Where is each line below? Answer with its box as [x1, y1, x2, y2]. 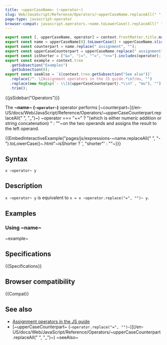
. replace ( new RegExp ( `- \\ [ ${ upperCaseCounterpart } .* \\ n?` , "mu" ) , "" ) [9, 81, 162, 86]
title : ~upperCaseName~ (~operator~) [5, 7, 83, 12]
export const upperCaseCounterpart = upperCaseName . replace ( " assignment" [5, 48, 164, 54]
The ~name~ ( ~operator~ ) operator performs [5, 104, 98, 110]
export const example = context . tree [5, 58, 83, 63]
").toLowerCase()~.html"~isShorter [5, 140, 77, 146]
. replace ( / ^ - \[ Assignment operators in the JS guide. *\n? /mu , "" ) [9, 77, 153, 82]
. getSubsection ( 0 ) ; [9, 67, 50, 72]
